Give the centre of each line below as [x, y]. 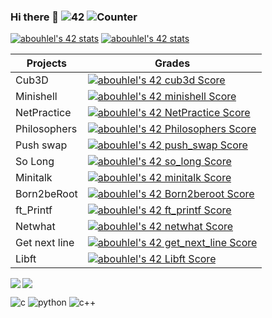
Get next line [45, 243]
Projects [47, 63]
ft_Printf [34, 210]
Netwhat [35, 227]
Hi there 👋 [35, 17]
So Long [35, 162]
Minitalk [34, 178]
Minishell [36, 97]
